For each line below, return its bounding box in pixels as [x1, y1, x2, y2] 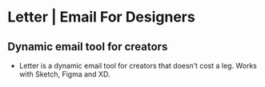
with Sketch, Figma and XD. [18, 69, 110, 79]
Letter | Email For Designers [7, 8, 195, 26]
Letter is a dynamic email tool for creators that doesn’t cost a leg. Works [18, 61, 257, 70]
